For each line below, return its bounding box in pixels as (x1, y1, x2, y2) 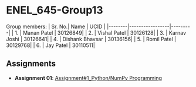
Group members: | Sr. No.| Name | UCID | (6, 23, 106, 30)
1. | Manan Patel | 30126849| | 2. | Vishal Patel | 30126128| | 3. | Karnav (14, 29, 187, 36)
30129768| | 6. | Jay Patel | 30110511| (6, 42, 95, 49)
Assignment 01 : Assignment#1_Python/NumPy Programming (14, 74, 163, 81)
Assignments (6, 59, 56, 69)
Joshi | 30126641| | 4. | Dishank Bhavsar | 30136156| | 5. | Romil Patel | (6, 35, 177, 42)
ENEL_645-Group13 (6, 4, 104, 17)
